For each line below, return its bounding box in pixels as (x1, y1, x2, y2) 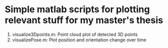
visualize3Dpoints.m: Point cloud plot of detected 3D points (12, 31, 138, 37)
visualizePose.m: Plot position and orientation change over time (12, 37, 146, 43)
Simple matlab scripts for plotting (5, 4, 150, 15)
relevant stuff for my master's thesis (5, 14, 163, 26)
